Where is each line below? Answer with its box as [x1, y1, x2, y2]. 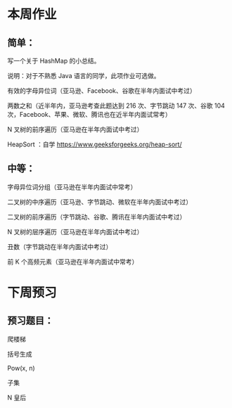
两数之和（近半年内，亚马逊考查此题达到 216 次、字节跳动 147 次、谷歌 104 [7, 101, 225, 110]
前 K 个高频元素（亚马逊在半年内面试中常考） [7, 257, 138, 266]
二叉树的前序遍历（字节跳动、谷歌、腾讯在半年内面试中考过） [7, 212, 186, 221]
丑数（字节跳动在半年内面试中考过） [7, 242, 112, 250]
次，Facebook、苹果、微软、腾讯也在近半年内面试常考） [7, 110, 172, 118]
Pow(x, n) [7, 364, 35, 372]
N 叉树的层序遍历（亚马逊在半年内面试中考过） [7, 227, 143, 236]
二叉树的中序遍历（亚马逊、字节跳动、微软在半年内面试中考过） [7, 198, 192, 206]
